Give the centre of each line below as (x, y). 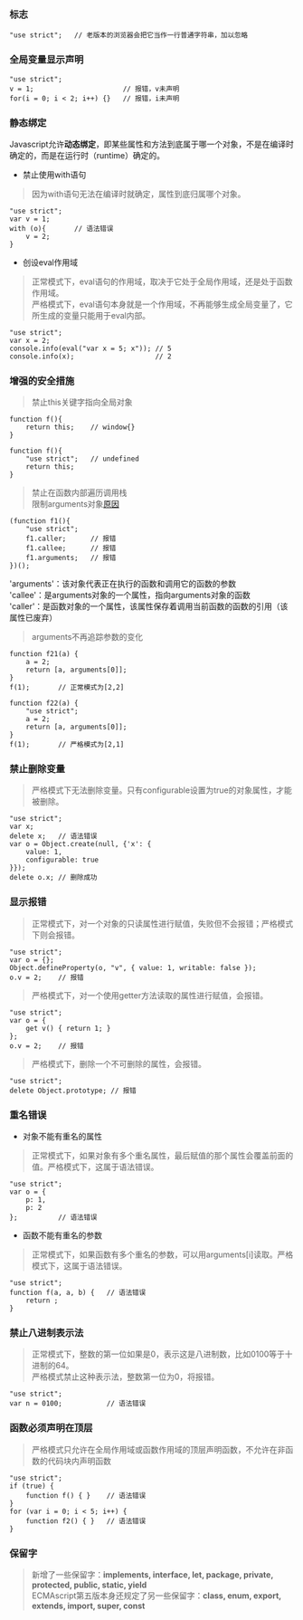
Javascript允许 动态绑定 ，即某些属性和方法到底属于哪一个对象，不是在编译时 (151, 144)
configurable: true (62, 860)
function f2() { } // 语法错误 (86, 1521)
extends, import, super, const (88, 1606)
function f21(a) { (44, 654)
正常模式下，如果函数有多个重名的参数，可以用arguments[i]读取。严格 (162, 1254)
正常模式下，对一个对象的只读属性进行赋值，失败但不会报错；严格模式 (162, 923)
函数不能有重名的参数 (62, 1235)
